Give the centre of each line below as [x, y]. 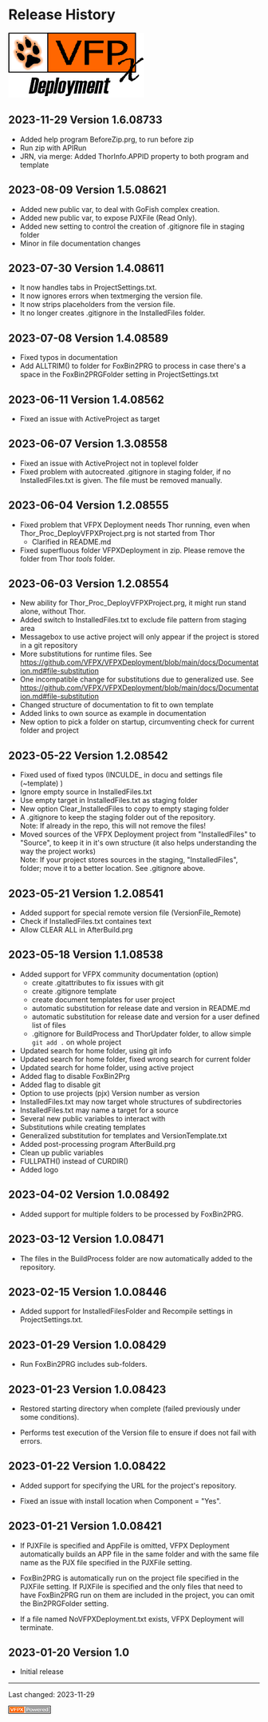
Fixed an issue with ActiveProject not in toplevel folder [109, 463]
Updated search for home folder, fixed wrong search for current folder [135, 1059]
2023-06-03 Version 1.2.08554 [89, 584]
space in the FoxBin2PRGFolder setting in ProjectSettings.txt [119, 374]
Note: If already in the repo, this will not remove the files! [112, 826]
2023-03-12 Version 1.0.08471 [86, 1239]
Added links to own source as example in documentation [113, 713]
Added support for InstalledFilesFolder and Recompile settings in [126, 1311]
